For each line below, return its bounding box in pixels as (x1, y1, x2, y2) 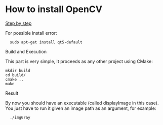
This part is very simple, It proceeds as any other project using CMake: (5, 58, 153, 64)
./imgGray (10, 115, 30, 120)
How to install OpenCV (5, 4, 103, 15)
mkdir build (5, 68, 30, 73)
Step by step (5, 20, 32, 26)
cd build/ (5, 72, 26, 78)
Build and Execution (5, 48, 47, 54)
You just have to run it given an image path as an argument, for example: (5, 105, 156, 111)
